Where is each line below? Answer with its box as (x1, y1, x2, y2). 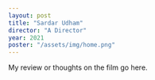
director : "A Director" (8, 26, 87, 34)
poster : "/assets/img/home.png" (8, 41, 115, 49)
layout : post (8, 11, 52, 20)
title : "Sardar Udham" (8, 19, 83, 27)
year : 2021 (8, 33, 45, 42)
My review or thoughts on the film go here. (8, 63, 149, 72)
